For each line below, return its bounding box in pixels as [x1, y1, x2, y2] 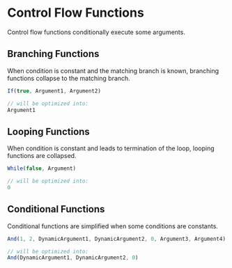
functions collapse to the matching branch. [7, 74, 130, 82]
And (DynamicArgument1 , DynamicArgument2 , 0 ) [7, 254, 139, 262]
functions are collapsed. [7, 152, 77, 160]
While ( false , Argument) [7, 165, 77, 172]
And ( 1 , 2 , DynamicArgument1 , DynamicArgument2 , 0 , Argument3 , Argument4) [7, 235, 226, 242]
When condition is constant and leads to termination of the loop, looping [7, 144, 215, 152]
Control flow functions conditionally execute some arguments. [7, 28, 186, 36]
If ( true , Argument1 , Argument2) [7, 87, 101, 95]
